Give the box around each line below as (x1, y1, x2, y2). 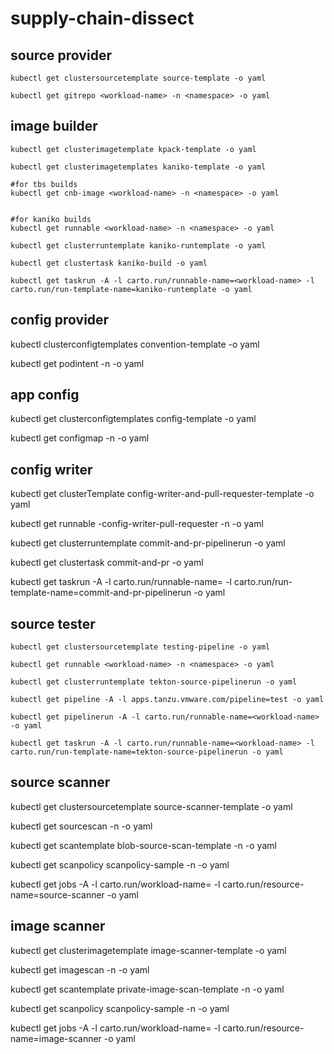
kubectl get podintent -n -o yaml (10, 357, 145, 369)
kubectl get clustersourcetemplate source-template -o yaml (10, 73, 267, 83)
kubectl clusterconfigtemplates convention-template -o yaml (10, 338, 260, 350)
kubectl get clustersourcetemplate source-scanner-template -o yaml (10, 800, 293, 812)
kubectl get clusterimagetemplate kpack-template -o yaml (10, 144, 257, 154)
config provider (10, 312, 110, 329)
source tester (10, 615, 96, 632)
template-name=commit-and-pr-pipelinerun (10, 587, 192, 599)
